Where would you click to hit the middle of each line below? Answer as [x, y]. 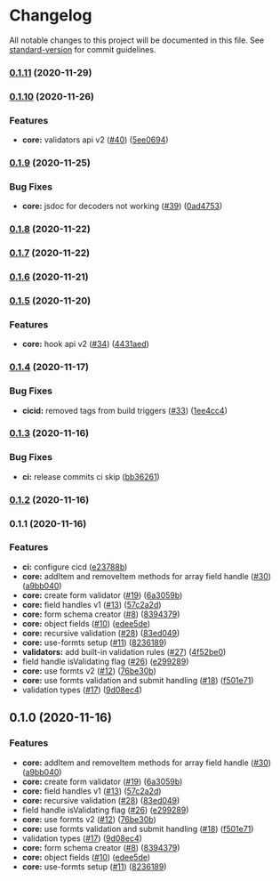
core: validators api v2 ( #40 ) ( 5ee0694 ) [95, 140]
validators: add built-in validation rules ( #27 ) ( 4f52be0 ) [124, 651]
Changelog [51, 16]
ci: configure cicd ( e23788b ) [75, 567]
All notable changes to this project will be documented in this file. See [137, 40]
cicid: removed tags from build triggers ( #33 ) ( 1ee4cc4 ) [125, 410]
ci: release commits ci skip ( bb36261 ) [91, 476]
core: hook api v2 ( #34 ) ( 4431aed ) [85, 344]
